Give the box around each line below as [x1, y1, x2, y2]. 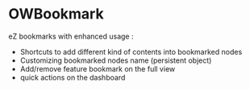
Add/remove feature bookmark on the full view [19, 63, 176, 73]
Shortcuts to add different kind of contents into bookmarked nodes [19, 47, 243, 56]
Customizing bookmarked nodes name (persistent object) [19, 55, 212, 65]
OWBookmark [8, 5, 104, 23]
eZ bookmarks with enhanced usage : [8, 31, 134, 41]
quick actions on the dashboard [19, 72, 126, 82]
